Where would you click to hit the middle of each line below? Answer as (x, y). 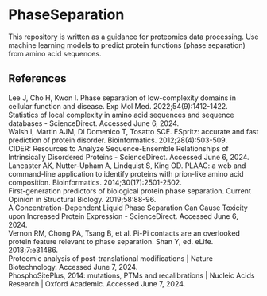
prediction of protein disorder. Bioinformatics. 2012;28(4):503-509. (118, 140)
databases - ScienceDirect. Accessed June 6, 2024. (94, 123)
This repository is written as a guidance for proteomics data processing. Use (133, 37)
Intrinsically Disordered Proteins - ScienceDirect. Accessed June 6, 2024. (129, 157)
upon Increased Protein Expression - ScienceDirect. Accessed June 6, (123, 216)
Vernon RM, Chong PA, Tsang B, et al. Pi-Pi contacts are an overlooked (124, 233)
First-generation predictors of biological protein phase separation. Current (130, 191)
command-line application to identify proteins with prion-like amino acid (126, 173)
